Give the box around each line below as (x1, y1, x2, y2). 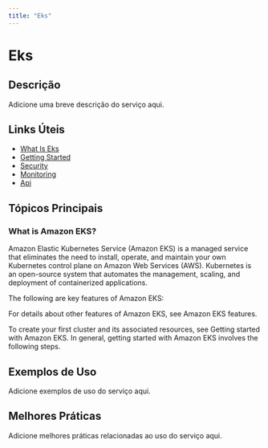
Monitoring (19, 169, 56, 179)
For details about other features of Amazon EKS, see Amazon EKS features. (8, 309, 258, 319)
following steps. (8, 342, 61, 352)
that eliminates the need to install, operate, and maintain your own (8, 252, 226, 262)
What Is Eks (19, 144, 59, 153)
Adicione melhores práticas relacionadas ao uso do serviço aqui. (8, 430, 222, 440)
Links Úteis (8, 123, 66, 136)
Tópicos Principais (8, 202, 104, 215)
